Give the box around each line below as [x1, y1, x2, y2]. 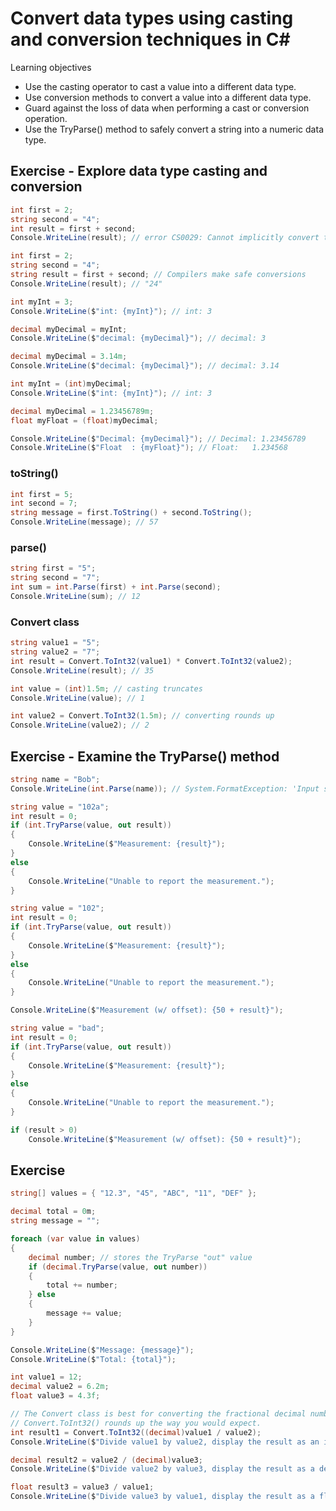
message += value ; [46, 1308, 123, 1319]
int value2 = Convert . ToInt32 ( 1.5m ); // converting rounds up [10, 711, 275, 721]
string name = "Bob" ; [10, 774, 101, 784]
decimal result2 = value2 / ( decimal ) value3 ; [10, 1455, 203, 1465]
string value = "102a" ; [10, 802, 110, 812]
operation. [24, 112, 68, 124]
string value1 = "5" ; [10, 638, 101, 648]
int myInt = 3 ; [10, 297, 74, 307]
